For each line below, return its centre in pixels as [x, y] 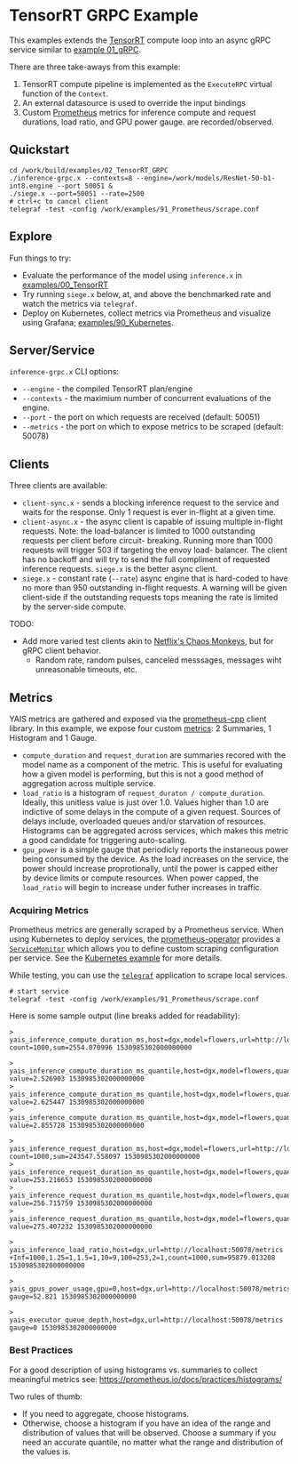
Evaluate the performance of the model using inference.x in [132, 275]
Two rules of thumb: [46, 1396]
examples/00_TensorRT [65, 285]
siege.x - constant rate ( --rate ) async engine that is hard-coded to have [155, 578]
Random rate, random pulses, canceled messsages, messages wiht [158, 660]
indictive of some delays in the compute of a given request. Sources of [151, 812]
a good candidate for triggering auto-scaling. [104, 840]
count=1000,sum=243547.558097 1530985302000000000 [105, 1157]
